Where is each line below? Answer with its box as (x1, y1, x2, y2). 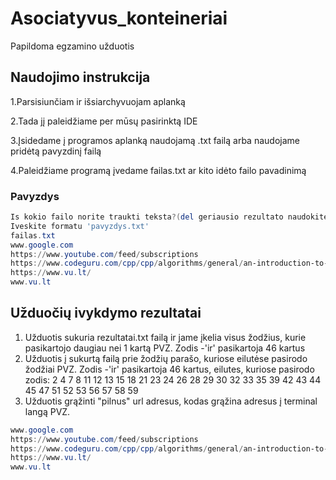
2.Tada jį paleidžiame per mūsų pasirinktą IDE (10, 115, 198, 127)
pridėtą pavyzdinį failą (10, 145, 102, 157)
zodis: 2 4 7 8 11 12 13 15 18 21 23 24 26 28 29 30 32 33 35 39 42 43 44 (24, 373, 322, 386)
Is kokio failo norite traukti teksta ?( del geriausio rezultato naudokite (10, 212, 329, 222)
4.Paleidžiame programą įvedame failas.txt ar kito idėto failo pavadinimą (10, 164, 307, 176)
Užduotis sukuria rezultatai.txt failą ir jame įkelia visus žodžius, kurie (24, 331, 307, 343)
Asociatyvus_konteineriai (10, 7, 228, 30)
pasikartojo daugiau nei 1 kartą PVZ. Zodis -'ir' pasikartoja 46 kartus (24, 342, 306, 354)
